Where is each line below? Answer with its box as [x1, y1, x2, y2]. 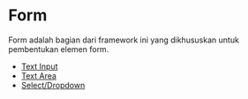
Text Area [20, 70, 56, 80]
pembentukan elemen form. [8, 43, 109, 54]
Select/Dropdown [20, 80, 86, 90]
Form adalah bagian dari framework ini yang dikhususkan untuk [8, 34, 240, 45]
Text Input [20, 61, 58, 72]
